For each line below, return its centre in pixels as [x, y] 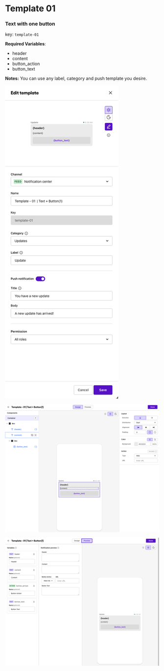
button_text [23, 69]
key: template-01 [22, 34]
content [20, 59]
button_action [26, 64]
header [19, 53]
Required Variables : [25, 44]
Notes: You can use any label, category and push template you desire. [76, 78]
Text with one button [30, 24]
